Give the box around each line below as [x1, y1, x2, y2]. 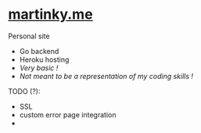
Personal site [8, 31, 50, 41]
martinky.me [8, 5, 93, 23]
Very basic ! [19, 63, 59, 72]
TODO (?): [8, 86, 41, 95]
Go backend [19, 46, 59, 56]
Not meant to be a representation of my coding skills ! [19, 71, 194, 81]
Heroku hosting [19, 55, 70, 64]
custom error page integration [19, 110, 117, 119]
